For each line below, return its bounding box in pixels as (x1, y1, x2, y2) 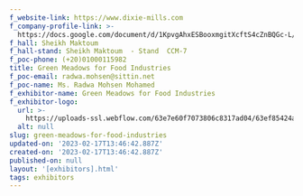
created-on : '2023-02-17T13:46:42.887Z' (9, 147, 164, 156)
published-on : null (9, 155, 83, 165)
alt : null (17, 123, 54, 132)
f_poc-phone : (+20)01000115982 (9, 55, 127, 64)
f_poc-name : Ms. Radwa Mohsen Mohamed (9, 80, 155, 89)
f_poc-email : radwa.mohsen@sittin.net (9, 72, 155, 81)
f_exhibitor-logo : (9, 97, 78, 107)
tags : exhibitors (9, 173, 75, 182)
